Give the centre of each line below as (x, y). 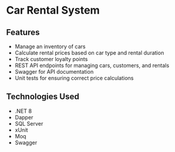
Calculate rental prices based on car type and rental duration (89, 53)
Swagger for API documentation (54, 72)
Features (23, 32)
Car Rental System (53, 10)
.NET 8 (23, 111)
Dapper (24, 117)
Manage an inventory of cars (50, 46)
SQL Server (29, 123)
